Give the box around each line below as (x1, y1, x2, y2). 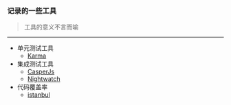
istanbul (27, 91, 50, 99)
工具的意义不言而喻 (23, 23, 79, 32)
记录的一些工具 (7, 5, 57, 15)
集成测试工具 (16, 60, 54, 68)
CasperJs (27, 67, 55, 76)
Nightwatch (27, 75, 60, 83)
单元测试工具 (16, 44, 54, 52)
